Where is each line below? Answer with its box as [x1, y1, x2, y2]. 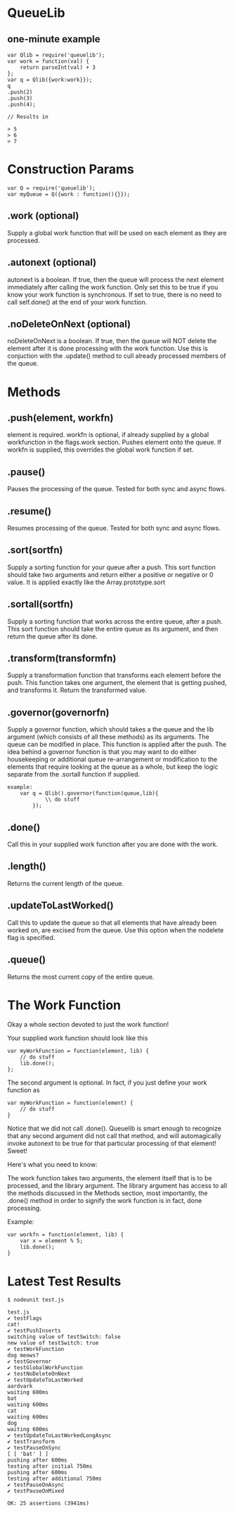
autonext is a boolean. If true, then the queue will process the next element [7, 275, 224, 283]
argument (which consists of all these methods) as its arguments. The [7, 733, 209, 741]
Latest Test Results [7, 1273, 122, 1289]
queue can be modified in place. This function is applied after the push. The [7, 740, 227, 748]
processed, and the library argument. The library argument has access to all [7, 1182, 227, 1190]
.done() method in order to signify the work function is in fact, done [7, 1197, 202, 1205]
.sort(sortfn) [7, 544, 63, 556]
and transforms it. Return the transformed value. [7, 686, 148, 695]
